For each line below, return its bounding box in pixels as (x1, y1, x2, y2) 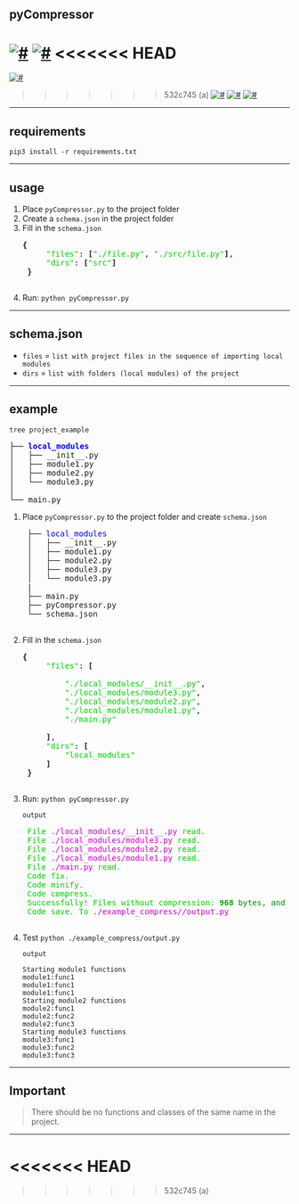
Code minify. (27, 879, 85, 890)
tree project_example (9, 425, 90, 434)
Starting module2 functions (21, 996, 126, 1005)
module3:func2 (21, 1043, 75, 1051)
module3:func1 (21, 1035, 75, 1044)
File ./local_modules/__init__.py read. (27, 826, 206, 837)
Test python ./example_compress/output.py (21, 932, 181, 943)
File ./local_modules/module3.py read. (27, 835, 202, 845)
